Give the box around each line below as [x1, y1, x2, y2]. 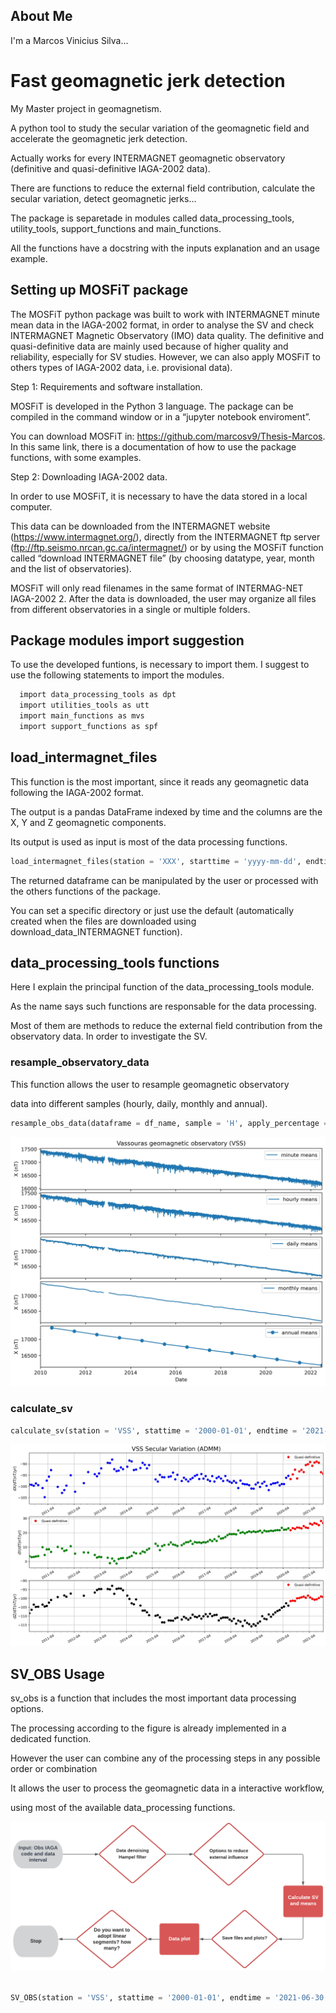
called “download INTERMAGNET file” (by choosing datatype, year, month [10, 552, 315, 564]
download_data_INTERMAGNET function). [10, 925, 183, 938]
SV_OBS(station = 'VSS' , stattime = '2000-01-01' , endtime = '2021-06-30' [10, 1992, 329, 2003]
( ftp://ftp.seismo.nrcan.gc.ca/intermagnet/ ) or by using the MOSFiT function [10, 541, 324, 553]
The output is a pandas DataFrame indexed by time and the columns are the [10, 805, 323, 818]
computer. [10, 500, 53, 513]
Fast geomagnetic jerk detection [10, 70, 286, 92]
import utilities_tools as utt [19, 700, 150, 711]
